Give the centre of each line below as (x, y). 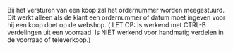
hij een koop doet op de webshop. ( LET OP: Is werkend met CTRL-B (107, 25)
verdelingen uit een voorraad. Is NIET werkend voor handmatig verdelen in (115, 32)
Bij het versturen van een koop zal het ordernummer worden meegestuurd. (116, 10)
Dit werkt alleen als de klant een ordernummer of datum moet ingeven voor (116, 17)
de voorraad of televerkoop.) (49, 40)
